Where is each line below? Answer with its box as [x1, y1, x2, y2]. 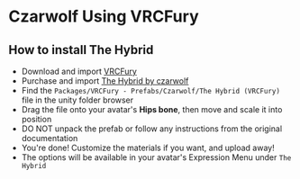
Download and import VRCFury [21, 66, 137, 76]
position [21, 114, 52, 124]
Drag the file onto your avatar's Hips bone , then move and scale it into [21, 104, 283, 114]
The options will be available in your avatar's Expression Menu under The [21, 152, 292, 163]
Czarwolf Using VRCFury [8, 6, 199, 27]
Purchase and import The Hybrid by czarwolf [21, 76, 189, 86]
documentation [21, 133, 78, 143]
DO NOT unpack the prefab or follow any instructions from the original [21, 123, 283, 134]
